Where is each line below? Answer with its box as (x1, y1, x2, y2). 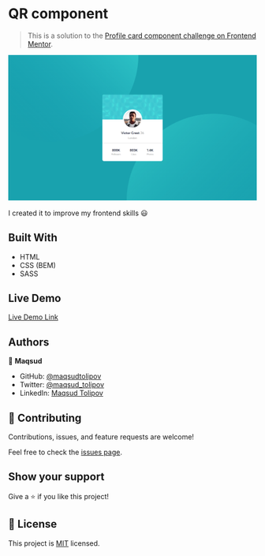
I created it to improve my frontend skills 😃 (8, 208, 148, 218)
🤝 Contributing (8, 411, 82, 424)
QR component (8, 5, 109, 23)
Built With (8, 231, 58, 244)
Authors (8, 335, 50, 349)
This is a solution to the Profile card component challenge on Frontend (27, 31, 256, 40)
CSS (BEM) (19, 260, 57, 270)
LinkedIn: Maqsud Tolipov (19, 388, 104, 398)
